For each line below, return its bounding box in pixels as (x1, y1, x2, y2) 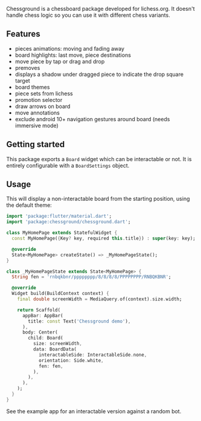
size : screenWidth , (33, 341, 83, 347)
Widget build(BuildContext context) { (11, 291, 110, 297)
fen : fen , (38, 363, 63, 369)
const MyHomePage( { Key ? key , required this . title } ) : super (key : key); (11, 235, 196, 242)
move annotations (14, 109, 60, 116)
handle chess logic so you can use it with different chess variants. (6, 11, 170, 19)
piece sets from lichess (14, 90, 74, 97)
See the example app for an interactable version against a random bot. (6, 407, 182, 415)
